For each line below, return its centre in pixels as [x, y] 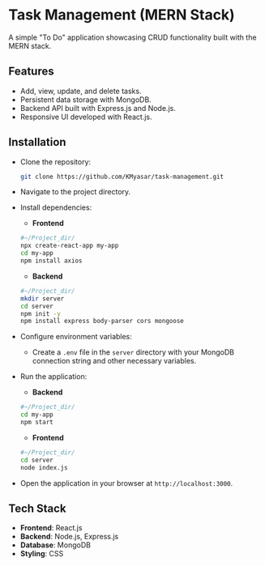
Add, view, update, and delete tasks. [81, 91]
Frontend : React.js [51, 528]
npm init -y [40, 313]
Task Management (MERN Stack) [122, 15]
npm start [37, 423]
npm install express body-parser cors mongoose [102, 321]
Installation [37, 142]
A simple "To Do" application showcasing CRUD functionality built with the [132, 37]
